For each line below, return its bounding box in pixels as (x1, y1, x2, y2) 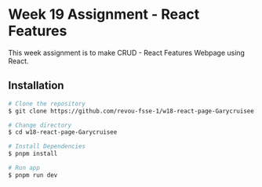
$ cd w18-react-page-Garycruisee (8, 128, 118, 136)
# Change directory (8, 121, 72, 129)
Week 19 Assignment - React (8, 5, 200, 23)
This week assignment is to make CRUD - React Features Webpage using (8, 48, 246, 57)
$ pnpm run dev (8, 171, 58, 179)
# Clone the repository (8, 99, 86, 107)
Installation (8, 79, 64, 92)
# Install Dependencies (8, 142, 86, 150)
